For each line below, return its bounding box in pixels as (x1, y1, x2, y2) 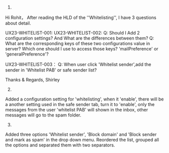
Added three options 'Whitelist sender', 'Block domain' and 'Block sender (5, 131, 157, 137)
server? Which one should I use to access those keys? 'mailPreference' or (5, 46, 158, 51)
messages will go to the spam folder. (5, 112, 81, 118)
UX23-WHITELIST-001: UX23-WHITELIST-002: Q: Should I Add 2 (5, 30, 140, 35)
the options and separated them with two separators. (5, 142, 115, 148)
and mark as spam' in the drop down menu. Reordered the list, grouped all (5, 137, 159, 142)
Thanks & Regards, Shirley (5, 77, 60, 82)
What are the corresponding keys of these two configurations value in (5, 40, 150, 46)
